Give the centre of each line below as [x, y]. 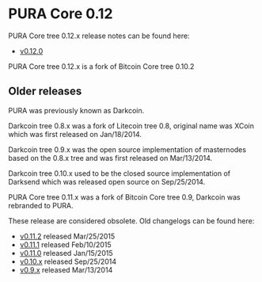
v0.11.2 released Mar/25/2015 [67, 236]
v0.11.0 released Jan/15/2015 [66, 253]
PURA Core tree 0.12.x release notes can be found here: [99, 36]
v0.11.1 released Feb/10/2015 [66, 244]
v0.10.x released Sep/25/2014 [68, 261]
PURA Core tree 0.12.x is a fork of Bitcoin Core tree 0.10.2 [101, 66]
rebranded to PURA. [41, 205]
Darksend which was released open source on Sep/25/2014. [107, 181]
